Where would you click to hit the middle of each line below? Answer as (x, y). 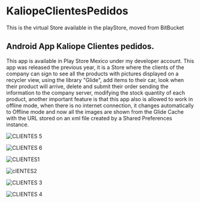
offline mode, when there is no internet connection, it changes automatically (100, 105)
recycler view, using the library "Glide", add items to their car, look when (95, 80)
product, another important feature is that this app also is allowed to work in (100, 99)
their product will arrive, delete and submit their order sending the (87, 86)
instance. (18, 125)
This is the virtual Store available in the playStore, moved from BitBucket (95, 28)
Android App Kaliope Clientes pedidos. (80, 46)
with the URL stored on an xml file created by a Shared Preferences (89, 118)
